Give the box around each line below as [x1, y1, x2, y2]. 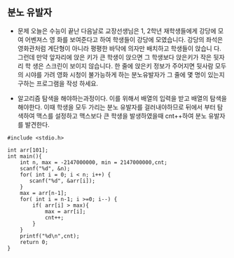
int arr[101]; [7, 147, 49, 154]
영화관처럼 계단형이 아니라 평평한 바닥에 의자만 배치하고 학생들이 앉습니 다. [17, 44, 222, 53]
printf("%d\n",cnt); [20, 232, 80, 240]
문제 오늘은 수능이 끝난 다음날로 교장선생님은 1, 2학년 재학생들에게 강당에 [17, 27, 216, 35]
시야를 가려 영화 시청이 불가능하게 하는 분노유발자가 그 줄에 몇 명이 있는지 [25, 70, 226, 79]
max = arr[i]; [44, 208, 86, 215]
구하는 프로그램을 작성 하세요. [17, 79, 99, 88]
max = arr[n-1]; [20, 189, 68, 196]
